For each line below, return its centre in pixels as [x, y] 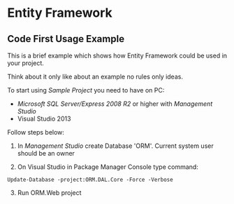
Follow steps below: [36, 132]
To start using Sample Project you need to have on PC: [86, 90]
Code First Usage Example [66, 39]
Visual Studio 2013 [44, 118]
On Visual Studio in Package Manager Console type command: [108, 167]
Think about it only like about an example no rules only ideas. [95, 76]
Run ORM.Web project [49, 193]
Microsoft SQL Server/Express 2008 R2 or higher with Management [115, 104]
